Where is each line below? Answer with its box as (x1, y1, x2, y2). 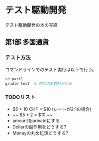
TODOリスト (5, 94, 36, 101)
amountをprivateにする (12, 118, 60, 124)
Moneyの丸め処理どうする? (12, 130, 69, 136)
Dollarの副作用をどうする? (12, 124, 66, 130)
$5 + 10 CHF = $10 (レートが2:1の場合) (12, 106, 92, 112)
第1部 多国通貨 (5, 38, 49, 46)
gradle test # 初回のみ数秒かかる (5, 81, 72, 86)
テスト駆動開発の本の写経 (5, 22, 58, 28)
